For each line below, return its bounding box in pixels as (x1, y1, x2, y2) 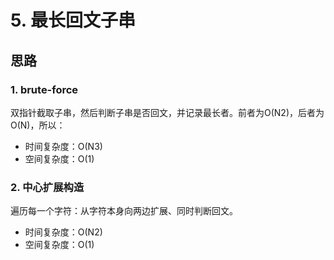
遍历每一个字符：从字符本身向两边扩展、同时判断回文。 (10, 205, 238, 217)
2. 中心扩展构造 (10, 180, 85, 194)
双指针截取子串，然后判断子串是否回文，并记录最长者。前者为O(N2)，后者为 (10, 106, 325, 118)
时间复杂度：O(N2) (24, 226, 103, 238)
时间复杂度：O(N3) (24, 140, 103, 152)
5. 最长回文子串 (10, 9, 136, 32)
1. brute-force (10, 82, 79, 96)
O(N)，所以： (10, 119, 66, 131)
